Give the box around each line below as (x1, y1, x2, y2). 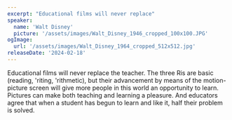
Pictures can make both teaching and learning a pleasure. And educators (7, 91, 219, 99)
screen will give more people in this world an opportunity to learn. (29, 84, 219, 92)
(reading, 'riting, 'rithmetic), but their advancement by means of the (7, 76, 202, 84)
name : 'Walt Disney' (13, 23, 74, 30)
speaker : (7, 17, 33, 24)
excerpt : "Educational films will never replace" (7, 10, 156, 18)
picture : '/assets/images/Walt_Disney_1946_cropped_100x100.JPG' (13, 29, 209, 37)
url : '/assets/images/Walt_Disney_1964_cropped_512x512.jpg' (13, 43, 196, 50)
